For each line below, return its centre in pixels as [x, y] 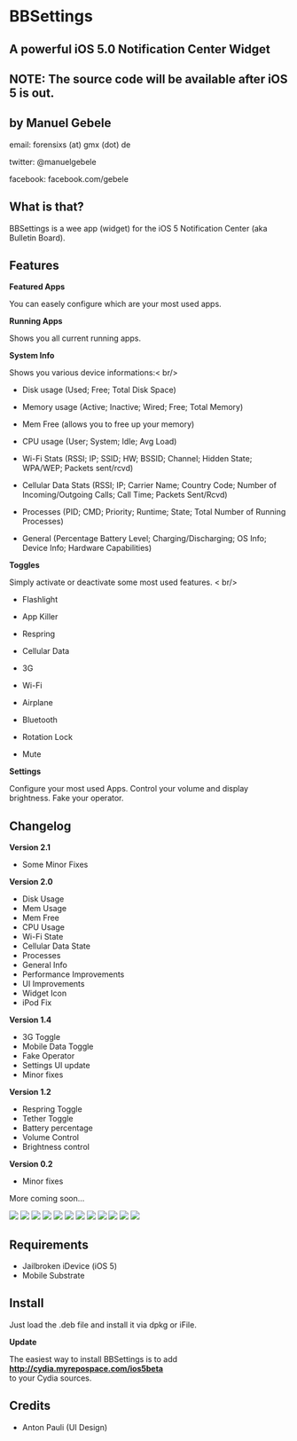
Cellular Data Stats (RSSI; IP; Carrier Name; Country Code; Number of [149, 485]
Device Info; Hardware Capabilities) [87, 548]
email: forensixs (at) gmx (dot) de [70, 145]
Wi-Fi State [43, 937]
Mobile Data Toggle [58, 1047]
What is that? [47, 207]
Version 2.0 [31, 882]
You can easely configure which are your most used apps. [115, 304]
